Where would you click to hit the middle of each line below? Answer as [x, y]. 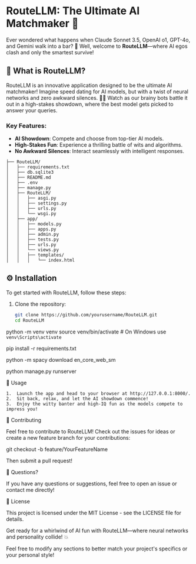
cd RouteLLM [29, 320]
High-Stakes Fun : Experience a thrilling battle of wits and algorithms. [99, 145]
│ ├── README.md [29, 178]
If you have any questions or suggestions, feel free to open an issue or [92, 484]
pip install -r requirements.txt [41, 348]
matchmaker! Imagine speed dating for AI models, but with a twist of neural [97, 91]
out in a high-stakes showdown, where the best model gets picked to [90, 104]
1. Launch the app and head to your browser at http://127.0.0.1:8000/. [99, 393]
